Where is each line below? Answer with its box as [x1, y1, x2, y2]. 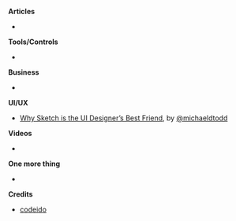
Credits [8, 190, 33, 199]
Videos [8, 129, 32, 138]
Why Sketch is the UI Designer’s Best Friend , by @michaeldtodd [19, 113, 228, 123]
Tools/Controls [8, 37, 58, 46]
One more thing [8, 159, 61, 168]
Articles [8, 7, 36, 16]
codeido [19, 204, 47, 214]
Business [8, 68, 39, 77]
